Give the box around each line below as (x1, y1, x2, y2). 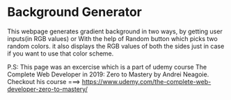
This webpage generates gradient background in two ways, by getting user (7, 27, 223, 35)
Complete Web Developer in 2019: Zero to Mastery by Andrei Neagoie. (7, 70, 209, 78)
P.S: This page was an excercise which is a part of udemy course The (7, 62, 207, 71)
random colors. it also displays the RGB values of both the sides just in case (7, 42, 225, 50)
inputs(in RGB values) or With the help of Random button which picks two (7, 34, 218, 42)
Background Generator (7, 4, 143, 20)
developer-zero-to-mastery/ (7, 85, 88, 93)
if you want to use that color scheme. (7, 49, 114, 58)
